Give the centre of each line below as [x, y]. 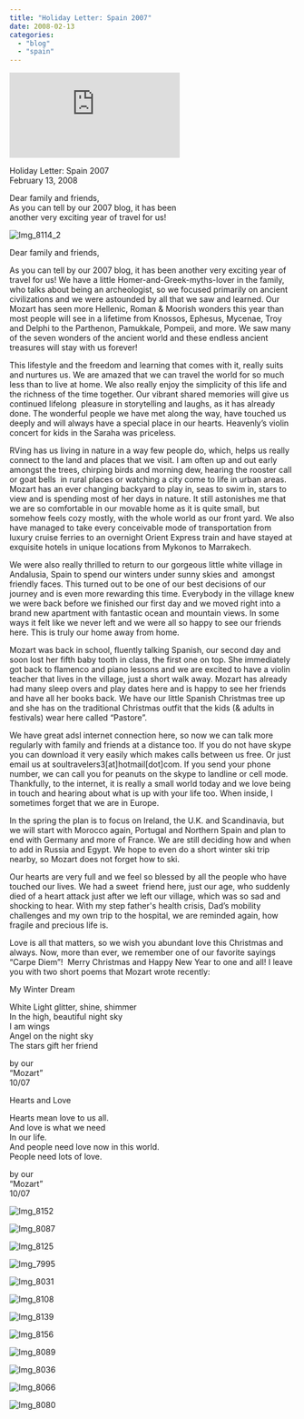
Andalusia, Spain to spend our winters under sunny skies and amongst [142, 575]
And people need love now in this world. [85, 1147]
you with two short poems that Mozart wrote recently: [110, 972]
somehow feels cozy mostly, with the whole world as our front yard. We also [152, 518]
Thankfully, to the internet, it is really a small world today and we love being [150, 784]
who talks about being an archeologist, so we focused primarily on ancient [149, 290]
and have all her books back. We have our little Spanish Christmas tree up [147, 699]
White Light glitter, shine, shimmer [74, 1007]
